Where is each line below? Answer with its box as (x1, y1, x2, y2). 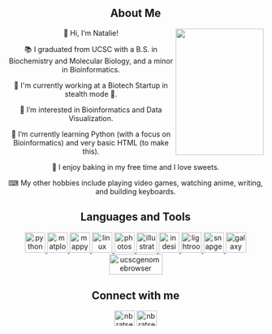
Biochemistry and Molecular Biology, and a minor (8, 56, 174, 66)
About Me (110, 7, 162, 20)
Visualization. (68, 113, 114, 123)
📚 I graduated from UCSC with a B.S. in (24, 44, 158, 54)
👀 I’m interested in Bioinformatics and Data (19, 105, 162, 115)
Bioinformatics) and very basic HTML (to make (12, 137, 170, 147)
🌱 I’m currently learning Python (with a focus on (11, 129, 171, 139)
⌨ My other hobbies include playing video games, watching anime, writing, (8, 178, 263, 188)
